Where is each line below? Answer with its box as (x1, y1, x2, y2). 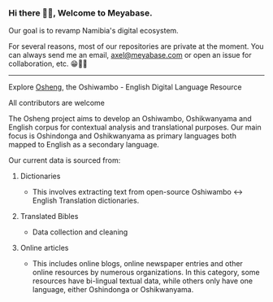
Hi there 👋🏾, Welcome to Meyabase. (8, 7, 153, 19)
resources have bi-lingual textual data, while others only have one (32, 276, 253, 286)
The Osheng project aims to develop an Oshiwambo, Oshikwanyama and (8, 114, 252, 124)
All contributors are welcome (8, 98, 106, 108)
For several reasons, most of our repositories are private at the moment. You (8, 42, 264, 51)
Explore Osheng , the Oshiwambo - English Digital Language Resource (8, 82, 242, 92)
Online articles (19, 243, 69, 253)
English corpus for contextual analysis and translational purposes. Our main (8, 122, 262, 133)
